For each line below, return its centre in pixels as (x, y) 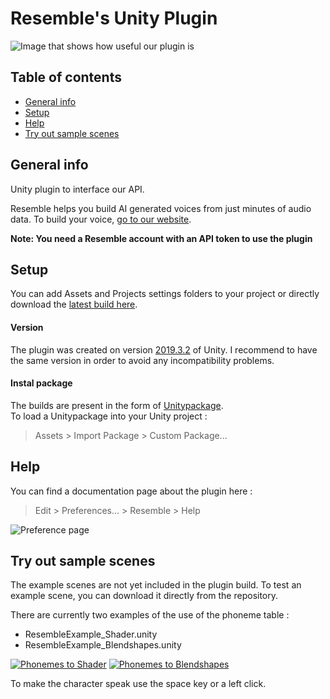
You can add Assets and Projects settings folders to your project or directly (165, 294)
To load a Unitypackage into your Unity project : (109, 416)
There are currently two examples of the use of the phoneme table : (150, 615)
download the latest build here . (74, 304)
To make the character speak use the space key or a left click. (138, 684)
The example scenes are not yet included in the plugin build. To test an (156, 585)
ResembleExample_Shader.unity (91, 634)
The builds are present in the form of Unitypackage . (117, 405)
